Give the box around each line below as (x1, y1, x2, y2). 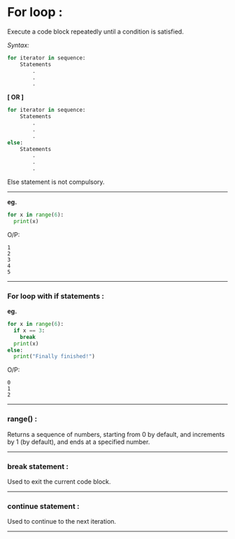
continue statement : (7, 501, 80, 511)
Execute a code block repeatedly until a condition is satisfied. (7, 27, 184, 36)
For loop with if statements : (7, 291, 105, 301)
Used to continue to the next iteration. (7, 517, 117, 526)
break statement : (7, 461, 69, 471)
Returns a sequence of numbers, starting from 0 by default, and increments (7, 430, 225, 438)
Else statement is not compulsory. (7, 178, 105, 186)
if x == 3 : (13, 326, 45, 334)
